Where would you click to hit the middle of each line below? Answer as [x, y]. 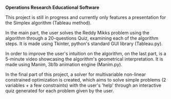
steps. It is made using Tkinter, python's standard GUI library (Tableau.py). [84, 44]
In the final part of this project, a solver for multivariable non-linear [76, 74]
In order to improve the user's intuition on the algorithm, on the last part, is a [86, 54]
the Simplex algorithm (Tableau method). [48, 23]
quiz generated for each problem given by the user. [60, 91]
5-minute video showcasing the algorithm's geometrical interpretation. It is [84, 59]
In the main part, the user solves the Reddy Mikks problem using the [78, 33]
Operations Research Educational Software [52, 7]
